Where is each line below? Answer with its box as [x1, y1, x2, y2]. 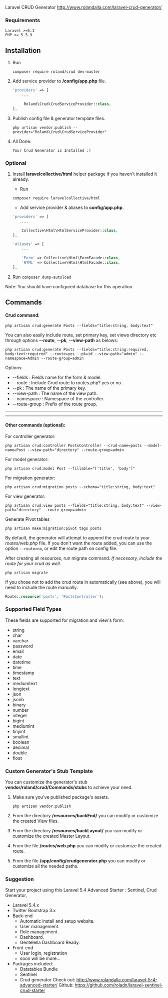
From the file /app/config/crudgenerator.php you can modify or [12, 858, 146, 864]
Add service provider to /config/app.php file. [12, 78, 106, 84]
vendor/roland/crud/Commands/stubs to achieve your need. [5, 785, 133, 791]
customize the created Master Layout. [12, 833, 91, 839]
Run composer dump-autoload [12, 274, 71, 280]
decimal [12, 744, 29, 750]
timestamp [12, 670, 34, 676]
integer [12, 712, 27, 718]
